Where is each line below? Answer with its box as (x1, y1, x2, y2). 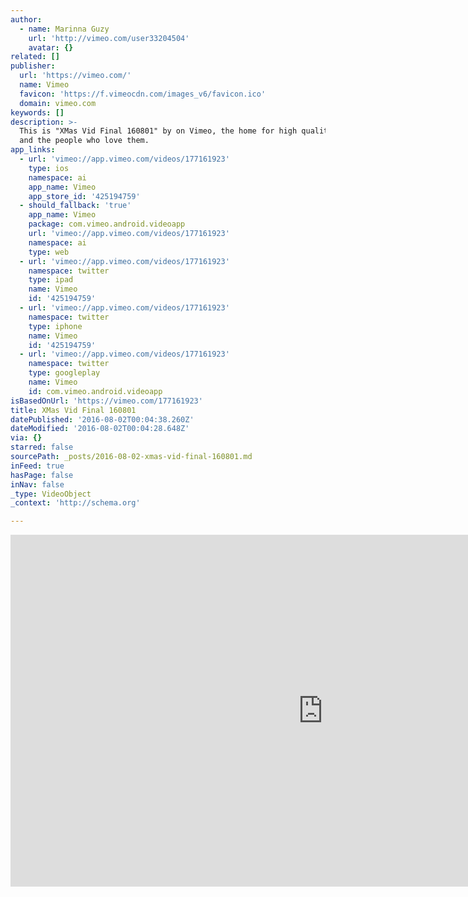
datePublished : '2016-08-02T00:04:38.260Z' (10, 414, 195, 425)
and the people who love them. (19, 136, 150, 146)
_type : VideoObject (10, 489, 92, 499)
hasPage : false (10, 470, 74, 480)
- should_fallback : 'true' (19, 201, 132, 211)
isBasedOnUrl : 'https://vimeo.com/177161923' (10, 396, 203, 406)
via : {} (10, 433, 43, 443)
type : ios (28, 163, 70, 173)
